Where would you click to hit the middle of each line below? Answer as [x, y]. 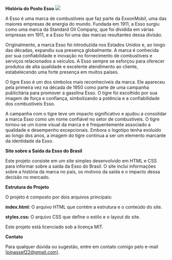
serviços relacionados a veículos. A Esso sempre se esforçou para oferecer [85, 61]
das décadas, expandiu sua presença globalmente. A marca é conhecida [82, 50]
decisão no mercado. [28, 177]
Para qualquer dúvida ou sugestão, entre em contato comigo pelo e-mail [82, 247]
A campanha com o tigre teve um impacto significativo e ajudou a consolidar [86, 114]
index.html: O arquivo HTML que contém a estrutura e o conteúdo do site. [84, 207]
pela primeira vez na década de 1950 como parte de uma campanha [77, 87]
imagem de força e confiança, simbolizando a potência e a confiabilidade [83, 98]
